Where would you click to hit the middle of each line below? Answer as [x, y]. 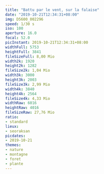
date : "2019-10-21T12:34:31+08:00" [42, 15]
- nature [14, 150]
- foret [13, 159]
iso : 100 [14, 29]
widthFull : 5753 [22, 47]
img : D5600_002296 [24, 19]
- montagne [16, 154]
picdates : [15, 136]
